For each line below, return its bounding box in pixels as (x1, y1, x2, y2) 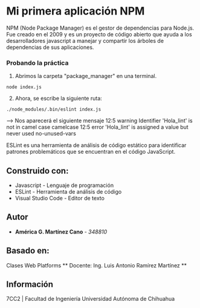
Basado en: (6, 246, 50, 256)
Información (6, 280, 53, 290)
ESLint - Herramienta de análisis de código (15, 188, 122, 195)
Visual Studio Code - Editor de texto (15, 195, 105, 202)
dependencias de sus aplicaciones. (6, 44, 94, 51)
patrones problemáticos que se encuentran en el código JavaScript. (6, 148, 176, 156)
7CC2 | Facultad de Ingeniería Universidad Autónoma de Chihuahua (6, 295, 175, 303)
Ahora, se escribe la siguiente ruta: (15, 95, 103, 102)
